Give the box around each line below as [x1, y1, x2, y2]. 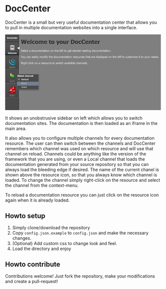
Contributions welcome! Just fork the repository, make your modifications [5, 273, 155, 279]
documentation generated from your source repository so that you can [5, 162, 149, 167]
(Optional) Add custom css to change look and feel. [12, 241, 118, 247]
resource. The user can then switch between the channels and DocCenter [5, 140, 156, 146]
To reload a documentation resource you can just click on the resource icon [5, 192, 159, 198]
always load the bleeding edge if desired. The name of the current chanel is [5, 166, 159, 173]
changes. [12, 235, 32, 241]
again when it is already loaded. [5, 197, 70, 203]
